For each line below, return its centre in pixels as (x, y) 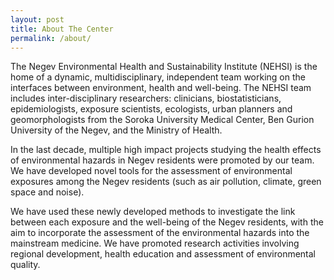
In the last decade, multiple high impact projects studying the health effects (166, 150)
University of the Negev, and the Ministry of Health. (116, 130)
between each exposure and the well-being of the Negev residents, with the (167, 222)
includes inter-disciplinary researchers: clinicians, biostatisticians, (146, 98)
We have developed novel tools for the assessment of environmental (151, 171)
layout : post (37, 19)
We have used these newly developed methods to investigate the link (153, 212)
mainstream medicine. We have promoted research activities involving (155, 243)
